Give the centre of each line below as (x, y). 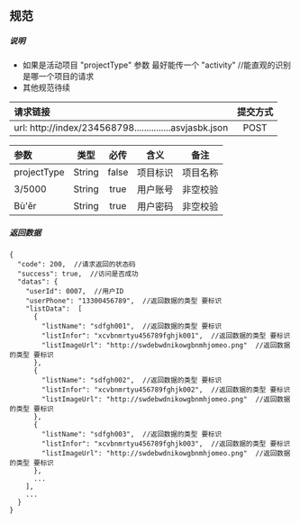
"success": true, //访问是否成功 (78, 274)
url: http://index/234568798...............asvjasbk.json (121, 128)
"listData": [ (54, 309)
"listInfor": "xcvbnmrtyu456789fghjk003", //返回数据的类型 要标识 (166, 444)
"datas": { (38, 282)
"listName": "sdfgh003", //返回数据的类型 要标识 (132, 435)
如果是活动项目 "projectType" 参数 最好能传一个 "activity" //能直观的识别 (156, 65)
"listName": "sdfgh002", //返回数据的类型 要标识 (132, 381)
